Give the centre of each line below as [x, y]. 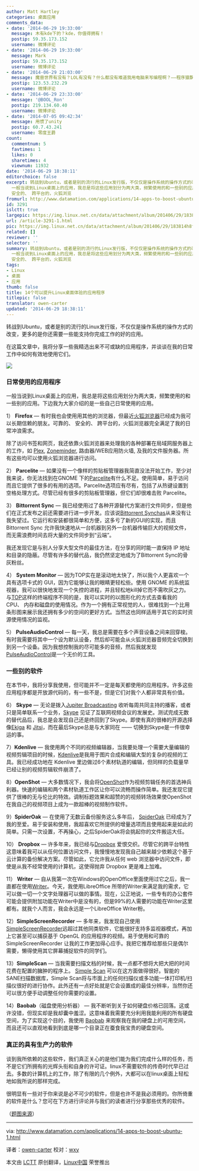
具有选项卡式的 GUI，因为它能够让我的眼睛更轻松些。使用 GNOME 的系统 [95, 583]
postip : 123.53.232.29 [39, 84]
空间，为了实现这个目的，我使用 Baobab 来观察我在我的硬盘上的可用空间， [97, 1021]
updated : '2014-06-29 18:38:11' [46, 309]
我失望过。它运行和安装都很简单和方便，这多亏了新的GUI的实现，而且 [91, 520]
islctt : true [22, 210]
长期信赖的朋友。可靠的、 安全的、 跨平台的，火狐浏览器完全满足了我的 [98, 424]
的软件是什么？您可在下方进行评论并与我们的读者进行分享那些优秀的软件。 [97, 1101]
